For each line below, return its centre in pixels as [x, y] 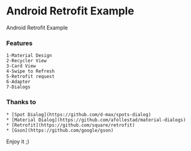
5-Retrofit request [31, 77]
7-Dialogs [19, 87]
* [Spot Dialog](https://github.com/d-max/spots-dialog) [79, 114]
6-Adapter [19, 82]
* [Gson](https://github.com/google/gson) [60, 130]
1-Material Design [29, 56]
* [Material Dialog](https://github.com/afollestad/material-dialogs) [96, 120]
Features [19, 43]
